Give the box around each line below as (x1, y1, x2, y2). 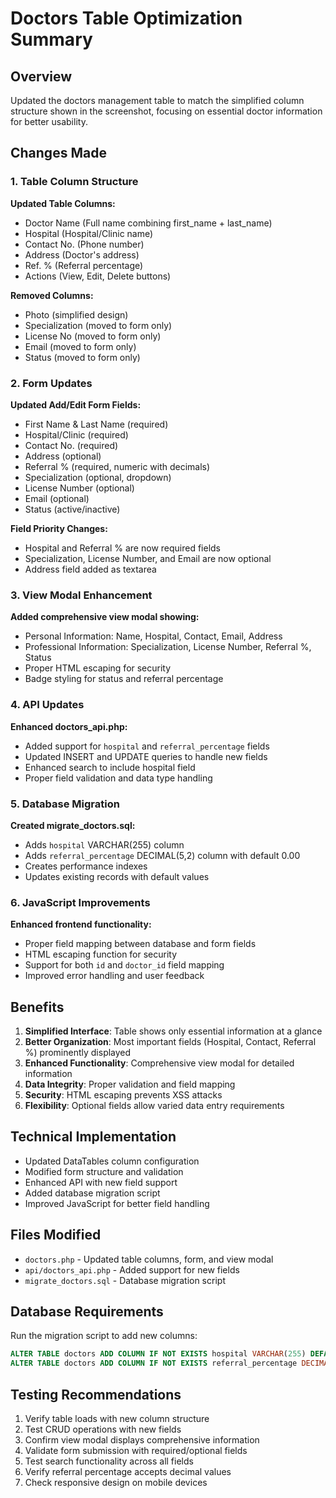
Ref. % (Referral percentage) (24, 259, 144, 271)
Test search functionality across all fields (24, 1455, 194, 1467)
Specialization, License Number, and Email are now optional (24, 552, 272, 564)
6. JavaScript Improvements (10, 895, 151, 909)
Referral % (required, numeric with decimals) (24, 460, 211, 472)
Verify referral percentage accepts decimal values (24, 1465, 232, 1477)
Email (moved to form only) (24, 340, 137, 352)
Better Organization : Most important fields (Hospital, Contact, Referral (24, 1035, 317, 1047)
